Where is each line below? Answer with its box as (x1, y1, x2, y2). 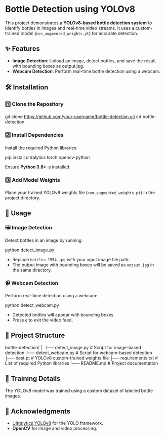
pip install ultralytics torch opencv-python (5, 154, 90, 160)
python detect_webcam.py (5, 302, 59, 308)
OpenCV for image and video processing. (12, 426, 97, 432)
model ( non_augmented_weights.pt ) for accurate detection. (20, 30, 138, 36)
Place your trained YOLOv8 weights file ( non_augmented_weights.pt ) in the (5, 190, 155, 196)
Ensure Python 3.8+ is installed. (5, 164, 71, 170)
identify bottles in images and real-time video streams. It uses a (5, 25, 135, 31)
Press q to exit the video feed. (12, 317, 73, 323)
